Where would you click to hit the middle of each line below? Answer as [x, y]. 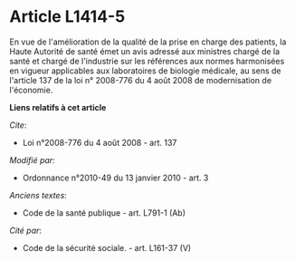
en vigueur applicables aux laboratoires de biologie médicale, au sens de [145, 71]
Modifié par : [33, 159]
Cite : [18, 125]
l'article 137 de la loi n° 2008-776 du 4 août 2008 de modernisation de [141, 80]
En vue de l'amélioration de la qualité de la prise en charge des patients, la [148, 42]
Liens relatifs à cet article [58, 107]
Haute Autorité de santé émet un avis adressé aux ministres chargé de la [145, 51]
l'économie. [31, 90]
